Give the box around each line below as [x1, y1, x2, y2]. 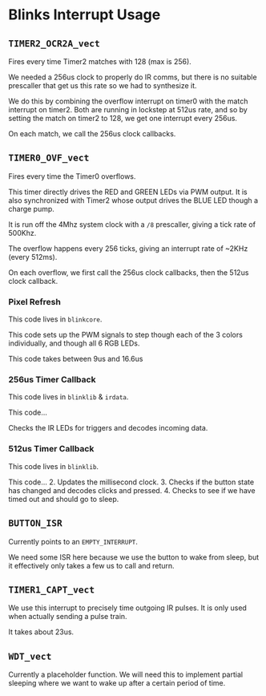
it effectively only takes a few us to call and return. [8, 560, 175, 570]
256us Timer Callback [8, 374, 96, 386]
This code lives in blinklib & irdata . [8, 392, 129, 402]
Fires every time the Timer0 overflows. [8, 171, 136, 181]
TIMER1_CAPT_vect [8, 584, 95, 595]
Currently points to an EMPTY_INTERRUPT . [8, 536, 138, 546]
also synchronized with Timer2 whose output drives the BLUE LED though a [8, 195, 259, 205]
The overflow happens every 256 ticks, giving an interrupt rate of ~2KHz [8, 243, 248, 253]
